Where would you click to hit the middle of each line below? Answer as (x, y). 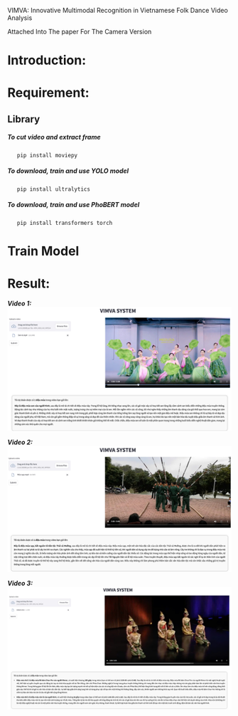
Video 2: (20, 442)
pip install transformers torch (65, 223)
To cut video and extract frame (54, 137)
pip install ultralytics (54, 189)
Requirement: (49, 93)
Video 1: (20, 303)
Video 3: (20, 584)
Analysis (20, 18)
